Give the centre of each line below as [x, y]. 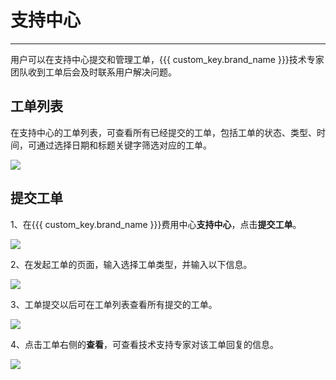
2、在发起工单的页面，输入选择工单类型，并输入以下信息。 [131, 264]
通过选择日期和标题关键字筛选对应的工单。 [124, 145]
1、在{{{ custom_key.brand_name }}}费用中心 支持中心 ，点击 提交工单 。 [156, 224]
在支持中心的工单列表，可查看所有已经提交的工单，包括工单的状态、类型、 [163, 132]
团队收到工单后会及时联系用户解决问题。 [93, 72]
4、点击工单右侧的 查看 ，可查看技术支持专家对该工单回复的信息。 [145, 344]
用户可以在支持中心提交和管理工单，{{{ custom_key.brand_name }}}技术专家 [167, 59]
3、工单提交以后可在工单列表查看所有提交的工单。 [114, 304]
